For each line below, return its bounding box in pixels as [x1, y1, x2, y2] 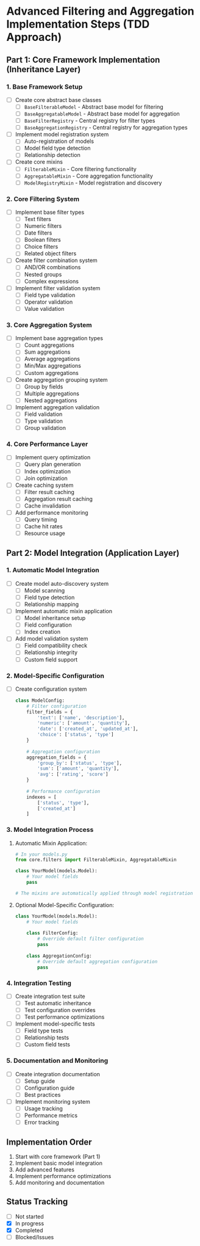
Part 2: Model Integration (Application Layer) [6, 548, 180, 558]
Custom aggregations [24, 369, 79, 376]
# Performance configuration [26, 788, 101, 795]
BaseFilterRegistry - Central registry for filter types [24, 117, 155, 125]
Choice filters [24, 243, 59, 250]
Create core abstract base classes [15, 96, 102, 103]
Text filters [24, 216, 52, 223]
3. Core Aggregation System [6, 321, 93, 329]
